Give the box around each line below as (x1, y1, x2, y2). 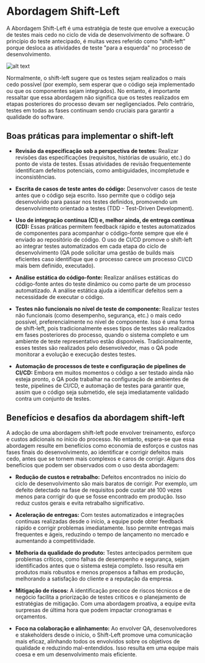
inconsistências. (15, 173, 56, 180)
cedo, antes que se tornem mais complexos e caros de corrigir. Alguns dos (6, 454, 196, 462)
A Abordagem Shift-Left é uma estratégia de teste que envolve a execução (6, 24, 195, 32)
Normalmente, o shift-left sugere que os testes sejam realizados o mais (6, 74, 187, 81)
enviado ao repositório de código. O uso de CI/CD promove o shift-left (15, 235, 193, 243)
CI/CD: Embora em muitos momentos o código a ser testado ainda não (15, 369, 194, 376)
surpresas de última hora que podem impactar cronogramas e (15, 606, 172, 613)
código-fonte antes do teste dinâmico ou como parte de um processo (15, 280, 191, 287)
